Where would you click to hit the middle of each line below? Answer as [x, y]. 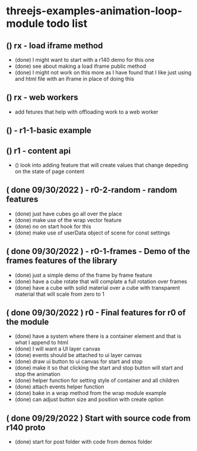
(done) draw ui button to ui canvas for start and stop [79, 362]
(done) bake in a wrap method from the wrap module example [90, 393]
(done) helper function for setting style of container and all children [97, 380]
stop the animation [37, 374]
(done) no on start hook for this [53, 226]
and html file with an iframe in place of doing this [74, 79]
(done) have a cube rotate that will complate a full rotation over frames [101, 281]
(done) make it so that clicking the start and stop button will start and [99, 368]
